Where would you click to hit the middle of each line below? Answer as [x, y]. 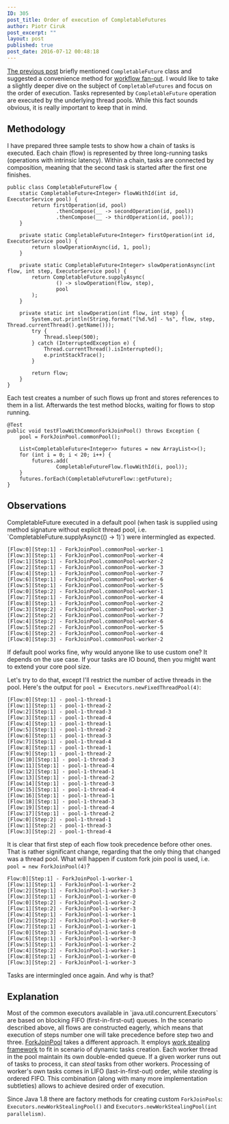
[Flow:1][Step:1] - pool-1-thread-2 [59, 705]
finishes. [19, 175]
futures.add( [50, 461]
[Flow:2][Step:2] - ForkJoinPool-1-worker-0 [71, 921]
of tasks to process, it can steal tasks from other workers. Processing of [109, 1064]
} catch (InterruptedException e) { [84, 343]
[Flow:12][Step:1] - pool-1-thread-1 [61, 771]
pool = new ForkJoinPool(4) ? [49, 866]
